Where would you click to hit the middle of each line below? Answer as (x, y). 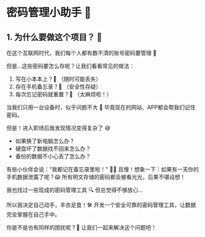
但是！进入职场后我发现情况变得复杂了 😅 (58, 128)
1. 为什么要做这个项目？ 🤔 (54, 37)
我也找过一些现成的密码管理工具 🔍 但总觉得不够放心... (75, 190)
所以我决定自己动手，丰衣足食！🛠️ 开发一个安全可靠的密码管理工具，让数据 (101, 205)
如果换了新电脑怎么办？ (45, 141)
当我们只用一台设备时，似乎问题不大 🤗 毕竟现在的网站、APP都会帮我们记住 (101, 107)
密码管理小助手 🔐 (49, 13)
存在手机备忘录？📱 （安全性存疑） (58, 87)
